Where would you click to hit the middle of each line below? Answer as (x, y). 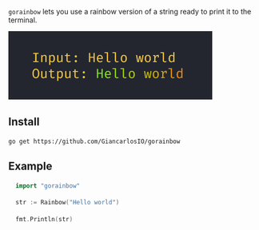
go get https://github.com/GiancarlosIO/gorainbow (94, 141)
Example (30, 167)
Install (24, 122)
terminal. (23, 20)
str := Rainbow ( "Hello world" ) (68, 203)
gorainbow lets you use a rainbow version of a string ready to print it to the (130, 12)
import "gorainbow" (48, 186)
